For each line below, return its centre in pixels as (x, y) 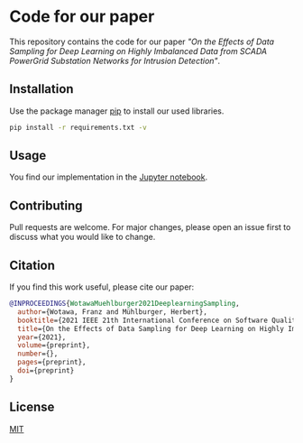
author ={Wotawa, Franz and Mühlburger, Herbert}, (112, 312)
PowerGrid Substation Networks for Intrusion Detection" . (115, 60)
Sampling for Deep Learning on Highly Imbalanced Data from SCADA (138, 51)
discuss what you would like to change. (83, 237)
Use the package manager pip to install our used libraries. (117, 111)
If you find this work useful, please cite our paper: (102, 287)
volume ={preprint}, (54, 346)
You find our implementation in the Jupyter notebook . (109, 177)
